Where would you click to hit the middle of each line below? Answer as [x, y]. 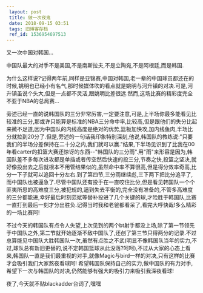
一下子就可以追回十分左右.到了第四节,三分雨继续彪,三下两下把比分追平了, [102, 175]
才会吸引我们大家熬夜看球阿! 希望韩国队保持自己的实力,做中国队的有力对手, [100, 263]
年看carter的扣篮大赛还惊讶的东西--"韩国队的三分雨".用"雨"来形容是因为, [97, 152]
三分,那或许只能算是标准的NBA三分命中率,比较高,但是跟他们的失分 [104, 121]
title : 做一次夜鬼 [30, 18]
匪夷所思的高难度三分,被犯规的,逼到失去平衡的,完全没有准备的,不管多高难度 [100, 190]
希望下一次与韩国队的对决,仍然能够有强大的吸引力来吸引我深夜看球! [90, 271]
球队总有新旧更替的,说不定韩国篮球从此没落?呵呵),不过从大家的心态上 [99, 248]
